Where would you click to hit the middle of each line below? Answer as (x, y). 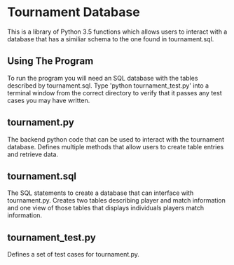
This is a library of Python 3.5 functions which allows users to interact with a (117, 32)
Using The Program (50, 61)
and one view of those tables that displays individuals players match (106, 208)
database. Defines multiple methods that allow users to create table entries (116, 147)
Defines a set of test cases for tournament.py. (74, 254)
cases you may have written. (49, 100)
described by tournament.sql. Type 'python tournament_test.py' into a (108, 86)
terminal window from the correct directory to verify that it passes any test (115, 93)
